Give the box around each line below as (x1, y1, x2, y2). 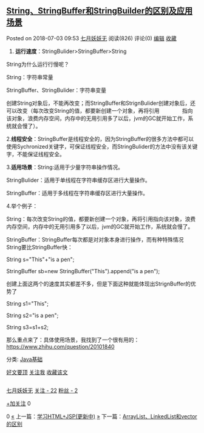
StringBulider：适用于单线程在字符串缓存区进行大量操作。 (6, 176, 151, 184)
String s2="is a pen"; (6, 312, 59, 319)
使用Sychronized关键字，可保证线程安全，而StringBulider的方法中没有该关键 (6, 143, 198, 150)
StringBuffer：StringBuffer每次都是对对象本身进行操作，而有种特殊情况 (6, 235, 184, 243)
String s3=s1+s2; (6, 323, 49, 331)
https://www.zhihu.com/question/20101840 (6, 343, 115, 350)
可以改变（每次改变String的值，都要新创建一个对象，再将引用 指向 (6, 107, 193, 114)
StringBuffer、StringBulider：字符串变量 (6, 86, 106, 93)
